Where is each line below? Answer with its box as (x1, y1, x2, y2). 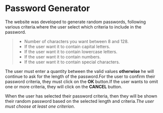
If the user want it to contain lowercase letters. (24, 49, 118, 55)
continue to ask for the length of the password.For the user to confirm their (5, 73, 156, 79)
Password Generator (5, 3, 90, 14)
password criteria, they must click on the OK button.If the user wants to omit (5, 78, 158, 85)
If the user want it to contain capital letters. (24, 43, 110, 49)
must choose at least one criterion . (5, 103, 75, 109)
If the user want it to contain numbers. (24, 54, 101, 59)
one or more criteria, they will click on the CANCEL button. (5, 84, 123, 89)
